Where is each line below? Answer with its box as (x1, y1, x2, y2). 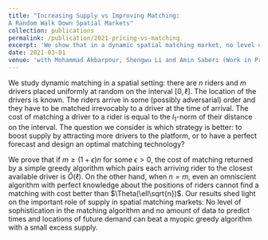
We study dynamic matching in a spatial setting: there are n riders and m (8, 77, 247, 88)
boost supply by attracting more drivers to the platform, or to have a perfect (8, 131, 258, 140)
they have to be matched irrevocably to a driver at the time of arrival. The (8, 103, 249, 112)
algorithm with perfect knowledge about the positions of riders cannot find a (8, 180, 259, 190)
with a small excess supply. (8, 222, 98, 232)
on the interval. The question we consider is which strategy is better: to (8, 122, 242, 132)
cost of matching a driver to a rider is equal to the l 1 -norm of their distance (8, 112, 253, 124)
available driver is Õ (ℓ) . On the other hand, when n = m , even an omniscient (8, 171, 257, 181)
